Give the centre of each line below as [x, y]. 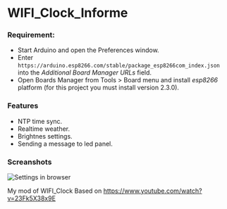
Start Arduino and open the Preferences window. [88, 50]
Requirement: [31, 35]
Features [23, 106]
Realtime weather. [44, 129]
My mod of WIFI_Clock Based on [55, 191]
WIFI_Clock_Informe [68, 13]
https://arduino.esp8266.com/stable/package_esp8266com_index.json [118, 66]
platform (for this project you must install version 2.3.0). [98, 88]
